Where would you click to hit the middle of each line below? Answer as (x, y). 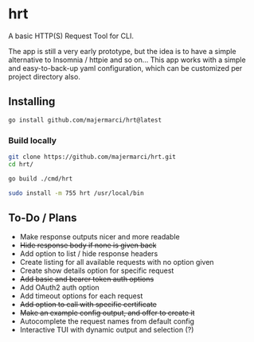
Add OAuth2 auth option (59, 288)
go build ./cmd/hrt (41, 179)
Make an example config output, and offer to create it (107, 313)
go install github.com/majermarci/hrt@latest (85, 120)
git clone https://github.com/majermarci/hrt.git (92, 157)
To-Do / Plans (43, 218)
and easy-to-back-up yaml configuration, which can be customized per (125, 68)
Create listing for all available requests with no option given (117, 262)
